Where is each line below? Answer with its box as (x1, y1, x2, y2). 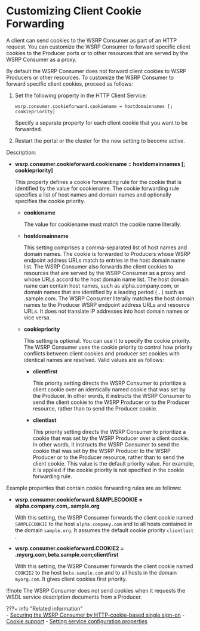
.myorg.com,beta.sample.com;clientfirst (14, 551, 119, 558)
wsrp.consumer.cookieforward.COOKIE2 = (14, 544, 124, 552)
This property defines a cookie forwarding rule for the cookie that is (14, 178, 182, 185)
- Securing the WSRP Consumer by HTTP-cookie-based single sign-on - (6, 611, 185, 618)
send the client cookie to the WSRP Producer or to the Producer (32, 398, 190, 406)
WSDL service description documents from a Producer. (6, 593, 142, 600)
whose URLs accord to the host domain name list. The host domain (23, 276, 189, 283)
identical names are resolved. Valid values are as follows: (23, 356, 164, 363)
